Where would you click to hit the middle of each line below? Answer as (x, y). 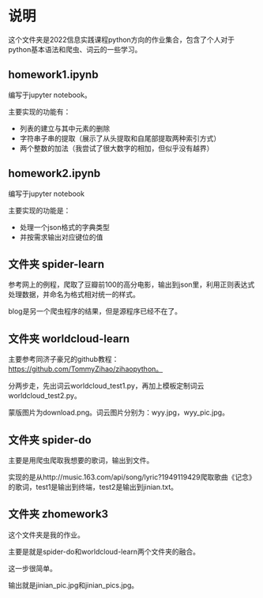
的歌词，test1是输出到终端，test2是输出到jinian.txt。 (93, 487)
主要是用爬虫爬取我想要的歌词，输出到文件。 (81, 460)
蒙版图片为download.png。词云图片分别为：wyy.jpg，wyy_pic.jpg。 (118, 412)
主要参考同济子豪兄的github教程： (64, 359)
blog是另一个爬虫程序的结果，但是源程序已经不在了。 (95, 311)
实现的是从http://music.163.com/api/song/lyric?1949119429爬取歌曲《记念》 (132, 477)
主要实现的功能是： (39, 210)
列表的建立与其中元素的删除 (65, 128)
